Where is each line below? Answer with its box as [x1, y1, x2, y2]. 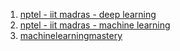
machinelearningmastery [19, 30, 123, 41]
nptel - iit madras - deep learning [19, 9, 157, 20]
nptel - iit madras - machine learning [19, 19, 171, 31]
